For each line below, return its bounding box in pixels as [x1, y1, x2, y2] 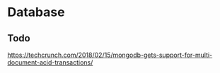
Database [7, 4, 65, 20]
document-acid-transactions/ [7, 58, 93, 67]
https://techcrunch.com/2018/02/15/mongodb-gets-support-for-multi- [7, 51, 213, 59]
